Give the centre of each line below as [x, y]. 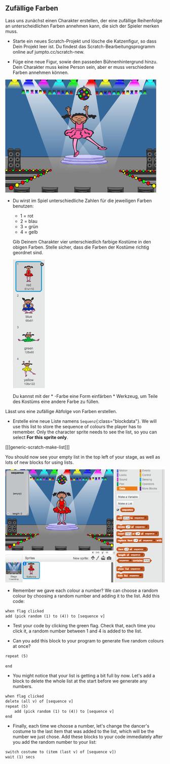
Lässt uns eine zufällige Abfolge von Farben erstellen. [61, 411]
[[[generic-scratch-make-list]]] [37, 447]
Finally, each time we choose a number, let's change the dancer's [81, 726]
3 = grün [29, 226]
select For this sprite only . [40, 437]
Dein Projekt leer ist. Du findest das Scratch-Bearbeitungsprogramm [84, 46]
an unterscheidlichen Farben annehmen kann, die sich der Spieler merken [82, 26]
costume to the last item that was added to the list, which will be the [83, 732]
